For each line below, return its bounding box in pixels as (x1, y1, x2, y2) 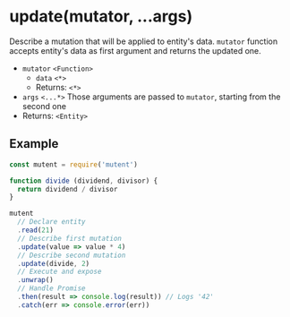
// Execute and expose (17, 267, 102, 277)
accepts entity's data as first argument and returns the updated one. (9, 45, 261, 56)
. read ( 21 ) (17, 226, 54, 235)
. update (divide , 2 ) (17, 259, 90, 268)
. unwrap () (17, 276, 54, 285)
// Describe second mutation (17, 251, 126, 260)
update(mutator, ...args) (9, 6, 193, 27)
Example (9, 136, 59, 151)
